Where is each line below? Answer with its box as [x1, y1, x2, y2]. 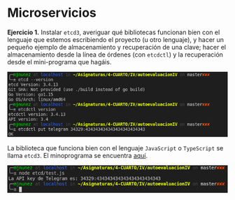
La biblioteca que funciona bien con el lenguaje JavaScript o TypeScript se [7, 144, 224, 152]
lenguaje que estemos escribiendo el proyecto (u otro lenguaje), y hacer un [7, 35, 225, 43]
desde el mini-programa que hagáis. [7, 57, 112, 66]
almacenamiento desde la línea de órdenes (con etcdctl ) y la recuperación [7, 50, 224, 59]
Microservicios [7, 5, 97, 21]
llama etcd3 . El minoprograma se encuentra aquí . [7, 152, 148, 160]
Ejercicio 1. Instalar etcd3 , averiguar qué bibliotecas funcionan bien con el [7, 28, 220, 36]
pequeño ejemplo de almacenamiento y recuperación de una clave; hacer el [7, 43, 227, 51]
